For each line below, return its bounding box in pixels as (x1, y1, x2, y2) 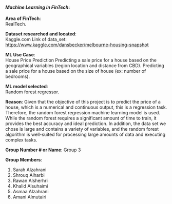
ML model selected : (5, 84, 48, 90)
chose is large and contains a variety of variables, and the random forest (5, 126, 159, 132)
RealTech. (5, 21, 27, 27)
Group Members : (5, 157, 43, 163)
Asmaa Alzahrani (12, 189, 49, 195)
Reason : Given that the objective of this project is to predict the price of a (5, 99, 161, 105)
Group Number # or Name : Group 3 (5, 147, 81, 153)
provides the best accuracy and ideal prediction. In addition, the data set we (5, 120, 166, 127)
